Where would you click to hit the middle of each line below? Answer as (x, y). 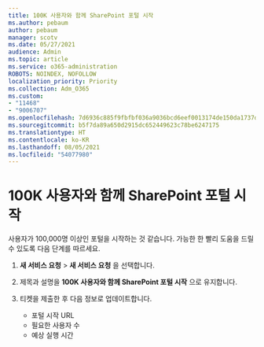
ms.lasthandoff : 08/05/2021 (54, 147)
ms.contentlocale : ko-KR (49, 140)
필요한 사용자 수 (55, 325)
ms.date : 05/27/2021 (42, 45)
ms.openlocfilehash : (42, 118)
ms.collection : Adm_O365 (49, 89)
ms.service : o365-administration (63, 67)
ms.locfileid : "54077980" (50, 154)
